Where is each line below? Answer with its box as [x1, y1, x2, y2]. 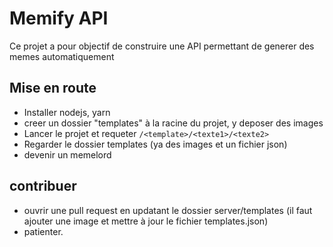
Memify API [9, 7, 109, 30]
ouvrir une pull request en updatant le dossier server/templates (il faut [23, 204, 313, 216]
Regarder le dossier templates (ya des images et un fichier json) [23, 138, 288, 150]
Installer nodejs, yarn [23, 106, 111, 118]
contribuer [9, 178, 77, 195]
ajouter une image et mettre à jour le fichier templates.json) [23, 215, 269, 227]
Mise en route [9, 80, 97, 97]
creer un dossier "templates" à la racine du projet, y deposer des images [23, 117, 324, 129]
